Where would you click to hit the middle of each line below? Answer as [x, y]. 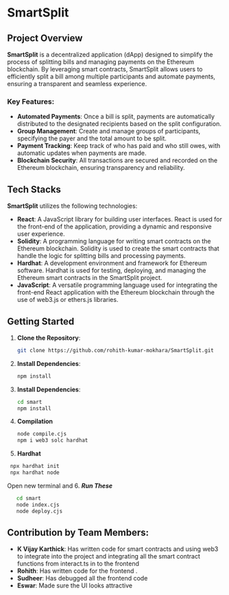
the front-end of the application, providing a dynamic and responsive [114, 227]
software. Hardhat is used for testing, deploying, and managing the [111, 270]
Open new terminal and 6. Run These [60, 486]
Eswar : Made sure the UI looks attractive [74, 585]
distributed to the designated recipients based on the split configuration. [119, 124]
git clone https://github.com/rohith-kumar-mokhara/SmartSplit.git [115, 350]
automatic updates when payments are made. [82, 153]
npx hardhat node [35, 473]
